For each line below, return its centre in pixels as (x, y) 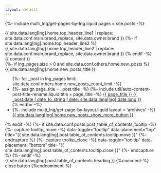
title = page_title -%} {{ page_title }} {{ (99, 94)
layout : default (21, 10)
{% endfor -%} (27, 104)
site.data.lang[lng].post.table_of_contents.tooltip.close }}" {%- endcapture (80, 150)
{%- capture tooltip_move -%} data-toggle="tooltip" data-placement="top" (80, 129)
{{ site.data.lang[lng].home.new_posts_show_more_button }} (73, 115)
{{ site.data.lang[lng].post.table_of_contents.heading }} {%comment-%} (77, 160)
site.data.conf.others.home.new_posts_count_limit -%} (67, 84)
